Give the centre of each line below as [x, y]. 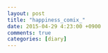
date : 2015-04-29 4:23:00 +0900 [54, 26]
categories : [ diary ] [37, 39]
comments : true [29, 33]
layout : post [26, 13]
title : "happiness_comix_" [46, 20]
